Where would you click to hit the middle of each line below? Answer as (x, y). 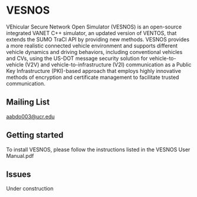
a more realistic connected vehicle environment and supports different (92, 46)
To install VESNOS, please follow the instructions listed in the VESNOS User (98, 150)
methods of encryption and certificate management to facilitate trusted (93, 77)
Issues (19, 174)
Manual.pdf (20, 155)
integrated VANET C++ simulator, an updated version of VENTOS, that (91, 33)
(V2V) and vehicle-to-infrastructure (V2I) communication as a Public (108, 64)
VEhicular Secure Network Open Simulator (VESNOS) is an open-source (94, 27)
